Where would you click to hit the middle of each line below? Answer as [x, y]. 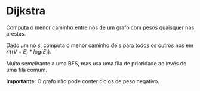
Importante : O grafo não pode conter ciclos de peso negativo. [83, 81]
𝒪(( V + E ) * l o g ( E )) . [29, 51]
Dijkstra [26, 11]
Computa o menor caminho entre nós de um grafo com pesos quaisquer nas [100, 27]
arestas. [16, 33]
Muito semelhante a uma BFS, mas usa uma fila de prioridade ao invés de [96, 63]
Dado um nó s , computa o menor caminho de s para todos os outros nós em [100, 45]
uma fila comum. [27, 70]
